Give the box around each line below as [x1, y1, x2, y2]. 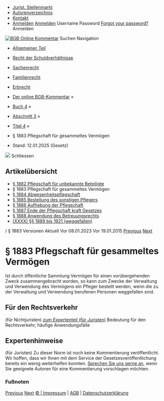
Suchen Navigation [59, 35, 99, 41]
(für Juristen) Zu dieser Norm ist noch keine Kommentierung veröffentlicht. [5, 350, 159, 356]
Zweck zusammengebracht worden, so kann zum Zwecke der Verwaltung [5, 278, 157, 284]
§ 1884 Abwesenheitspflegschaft [12, 191, 80, 197]
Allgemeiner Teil [12, 45, 46, 51]
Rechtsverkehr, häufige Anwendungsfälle [5, 322, 90, 328]
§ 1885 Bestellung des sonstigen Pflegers [12, 196, 98, 203]
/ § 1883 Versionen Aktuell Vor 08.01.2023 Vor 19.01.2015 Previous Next [5, 228, 152, 234]
